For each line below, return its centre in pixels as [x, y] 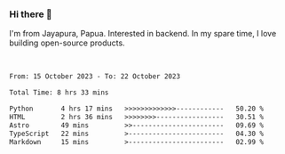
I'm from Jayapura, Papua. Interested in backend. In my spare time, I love [143, 34]
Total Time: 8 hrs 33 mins [59, 93]
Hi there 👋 [31, 14]
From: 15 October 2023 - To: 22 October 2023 [95, 77]
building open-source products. [67, 43]
